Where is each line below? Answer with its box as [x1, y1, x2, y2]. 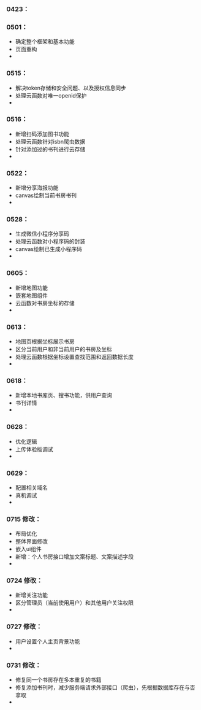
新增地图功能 [15, 284, 48, 291]
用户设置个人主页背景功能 [15, 638, 80, 645]
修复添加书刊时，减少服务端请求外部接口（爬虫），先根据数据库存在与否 [15, 684, 195, 691]
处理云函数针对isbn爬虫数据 [15, 137, 86, 145]
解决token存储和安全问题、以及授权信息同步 [15, 84, 127, 91]
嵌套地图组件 [15, 291, 48, 299]
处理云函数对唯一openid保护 [15, 91, 87, 99]
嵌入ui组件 [15, 546, 42, 553]
